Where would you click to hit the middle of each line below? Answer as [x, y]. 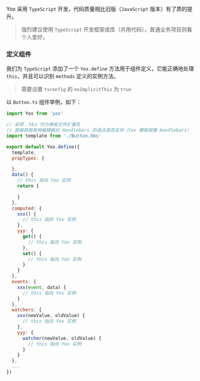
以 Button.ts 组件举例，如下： [44, 102]
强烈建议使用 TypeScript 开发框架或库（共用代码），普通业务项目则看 [107, 29]
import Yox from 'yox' [35, 114]
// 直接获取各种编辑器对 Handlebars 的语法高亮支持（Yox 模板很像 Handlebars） [99, 130]
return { [28, 186]
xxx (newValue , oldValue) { [51, 316]
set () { [32, 253]
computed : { [27, 208]
